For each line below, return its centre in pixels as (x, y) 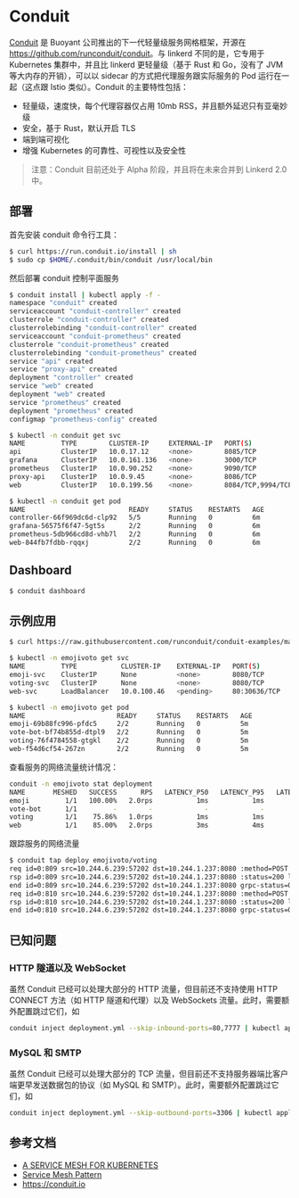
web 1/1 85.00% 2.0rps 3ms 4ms (137, 826)
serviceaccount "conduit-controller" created (95, 311)
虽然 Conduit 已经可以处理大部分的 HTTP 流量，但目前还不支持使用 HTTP (144, 988)
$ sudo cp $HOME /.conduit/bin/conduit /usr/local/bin (111, 260)
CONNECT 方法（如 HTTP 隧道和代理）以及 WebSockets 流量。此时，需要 (145, 1000)
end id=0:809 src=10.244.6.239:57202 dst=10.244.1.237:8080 (123, 885)
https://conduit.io (54, 1184)
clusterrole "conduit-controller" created (89, 320)
